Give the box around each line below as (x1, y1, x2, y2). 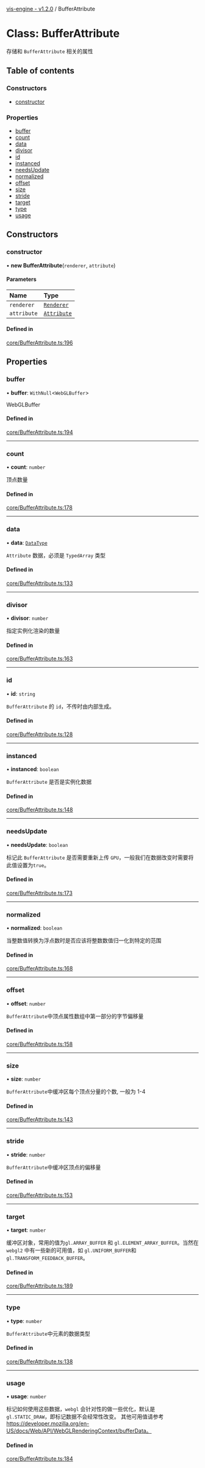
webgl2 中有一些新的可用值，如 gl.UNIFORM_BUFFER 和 (6, 1246, 137, 1254)
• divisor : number (6, 614, 49, 622)
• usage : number (6, 1393, 47, 1400)
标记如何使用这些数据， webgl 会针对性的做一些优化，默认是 (6, 1406, 156, 1413)
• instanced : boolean (6, 766, 59, 773)
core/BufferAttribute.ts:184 (6, 1455, 73, 1462)
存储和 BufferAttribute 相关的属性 (6, 47, 93, 54)
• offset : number (6, 1000, 46, 1007)
